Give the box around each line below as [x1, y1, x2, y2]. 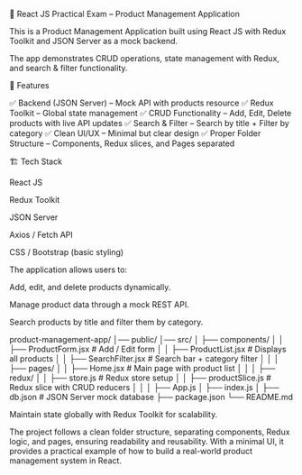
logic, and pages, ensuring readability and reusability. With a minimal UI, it [9, 436, 284, 446]
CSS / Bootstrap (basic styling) [9, 247, 124, 257]
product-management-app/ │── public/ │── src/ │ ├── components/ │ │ [9, 334, 284, 344]
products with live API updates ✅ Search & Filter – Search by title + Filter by [9, 118, 290, 128]
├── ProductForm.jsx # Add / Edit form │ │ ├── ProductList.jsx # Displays [9, 343, 287, 354]
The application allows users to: [9, 264, 128, 275]
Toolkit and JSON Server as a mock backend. [9, 36, 178, 46]
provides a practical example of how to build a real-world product [9, 446, 253, 456]
